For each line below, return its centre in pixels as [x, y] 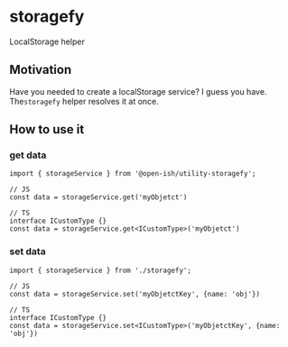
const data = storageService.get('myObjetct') [98, 197]
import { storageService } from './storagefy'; [101, 270]
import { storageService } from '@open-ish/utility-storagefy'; [133, 174]
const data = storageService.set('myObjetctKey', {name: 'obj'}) [135, 294]
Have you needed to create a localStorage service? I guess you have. [138, 91]
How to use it [47, 129]
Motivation [41, 70]
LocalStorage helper [47, 41]
